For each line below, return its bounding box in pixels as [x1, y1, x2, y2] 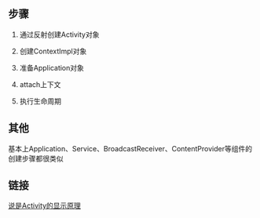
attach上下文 [19, 79, 61, 89]
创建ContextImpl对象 [19, 46, 87, 56]
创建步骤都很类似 [8, 154, 64, 163]
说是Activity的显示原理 [8, 201, 81, 210]
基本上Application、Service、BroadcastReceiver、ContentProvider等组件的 [8, 144, 253, 153]
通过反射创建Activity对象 [19, 30, 100, 39]
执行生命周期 [19, 96, 61, 106]
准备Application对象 [19, 63, 85, 72]
